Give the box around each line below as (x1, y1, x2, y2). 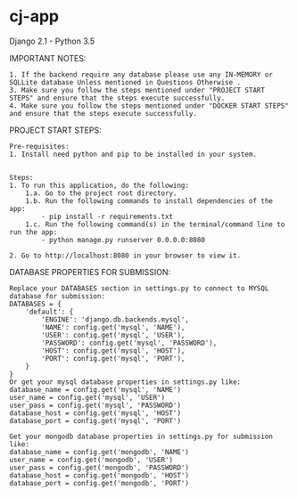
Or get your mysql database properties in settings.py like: (9, 377, 242, 387)
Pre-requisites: (9, 142, 70, 151)
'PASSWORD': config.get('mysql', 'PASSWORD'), (41, 338, 218, 347)
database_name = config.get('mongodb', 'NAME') (9, 447, 190, 456)
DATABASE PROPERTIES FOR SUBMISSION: (9, 266, 171, 277)
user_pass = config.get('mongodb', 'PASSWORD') (9, 463, 190, 472)
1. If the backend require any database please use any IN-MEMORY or (9, 69, 274, 79)
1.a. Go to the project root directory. (25, 189, 177, 198)
